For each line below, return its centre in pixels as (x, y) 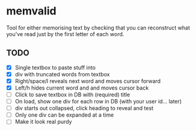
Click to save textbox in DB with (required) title (72, 95)
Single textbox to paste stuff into (55, 67)
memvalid (31, 11)
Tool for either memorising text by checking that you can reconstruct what (98, 28)
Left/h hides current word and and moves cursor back (82, 88)
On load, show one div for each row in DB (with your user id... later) (98, 102)
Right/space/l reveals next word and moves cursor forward (88, 81)
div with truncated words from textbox (62, 74)
